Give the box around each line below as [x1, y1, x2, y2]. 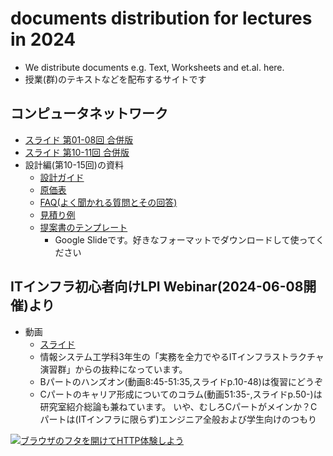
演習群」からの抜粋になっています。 [39, 363, 188, 375]
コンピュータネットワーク [10, 105, 168, 122]
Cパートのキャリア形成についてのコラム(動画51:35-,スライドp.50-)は [39, 388, 323, 400]
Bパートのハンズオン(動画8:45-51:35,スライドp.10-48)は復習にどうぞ [39, 375, 323, 387]
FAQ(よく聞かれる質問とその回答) [39, 196, 178, 208]
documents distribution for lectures [10, 7, 313, 30]
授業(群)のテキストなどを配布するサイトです [24, 73, 207, 85]
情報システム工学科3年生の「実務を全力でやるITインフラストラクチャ [39, 350, 325, 362]
